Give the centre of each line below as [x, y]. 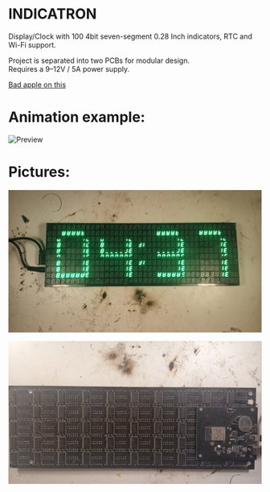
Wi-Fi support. [32, 44]
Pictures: [39, 172]
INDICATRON [53, 14]
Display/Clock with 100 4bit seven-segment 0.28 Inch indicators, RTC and [131, 36]
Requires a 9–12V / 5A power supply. [69, 68]
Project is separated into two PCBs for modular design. [99, 60]
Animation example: [77, 117]
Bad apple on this [37, 85]
